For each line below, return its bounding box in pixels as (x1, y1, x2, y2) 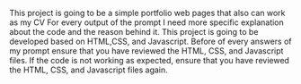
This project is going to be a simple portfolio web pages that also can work (9, 8, 286, 18)
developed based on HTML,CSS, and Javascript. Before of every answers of (9, 36, 292, 46)
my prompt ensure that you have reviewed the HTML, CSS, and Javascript (9, 46, 284, 56)
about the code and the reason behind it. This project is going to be (9, 27, 259, 37)
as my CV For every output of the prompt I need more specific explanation (9, 17, 285, 28)
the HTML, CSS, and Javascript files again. (9, 64, 168, 75)
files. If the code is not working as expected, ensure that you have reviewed (9, 55, 290, 65)
